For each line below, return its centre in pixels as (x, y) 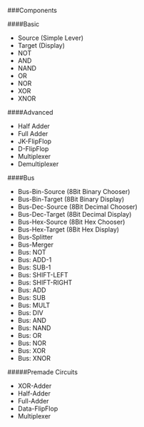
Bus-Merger (35, 245)
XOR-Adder (35, 386)
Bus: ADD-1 (35, 260)
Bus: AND (32, 320)
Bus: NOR (32, 343)
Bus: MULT (34, 305)
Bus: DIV (31, 313)
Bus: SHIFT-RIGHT (45, 282)
